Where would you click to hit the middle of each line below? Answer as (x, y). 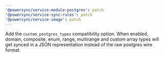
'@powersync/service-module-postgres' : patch (54, 10)
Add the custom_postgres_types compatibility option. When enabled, (77, 34)
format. (13, 50)
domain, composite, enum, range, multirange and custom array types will (82, 39)
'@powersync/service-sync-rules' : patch (49, 15)
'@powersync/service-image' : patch (43, 19)
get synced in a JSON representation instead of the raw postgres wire (79, 45)
